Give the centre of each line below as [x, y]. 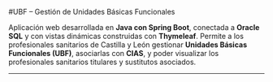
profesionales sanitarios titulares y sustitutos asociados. [102, 62]
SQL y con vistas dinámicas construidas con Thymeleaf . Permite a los [126, 36]
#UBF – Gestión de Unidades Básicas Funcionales [92, 12]
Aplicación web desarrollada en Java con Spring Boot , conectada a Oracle [134, 27]
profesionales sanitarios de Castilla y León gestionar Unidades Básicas [128, 45]
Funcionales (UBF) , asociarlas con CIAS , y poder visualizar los [114, 53]
